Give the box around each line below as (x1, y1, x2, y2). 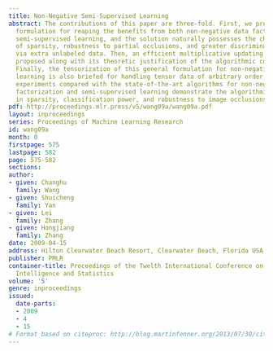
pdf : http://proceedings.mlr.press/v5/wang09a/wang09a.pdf (8, 103, 213, 111)
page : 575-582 (8, 156, 57, 164)
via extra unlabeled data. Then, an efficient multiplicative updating (15, 50, 264, 58)
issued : (8, 292, 35, 301)
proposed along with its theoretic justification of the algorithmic (15, 58, 256, 66)
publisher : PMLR (8, 254, 63, 262)
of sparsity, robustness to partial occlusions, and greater (15, 42, 227, 50)
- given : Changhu (8, 178, 67, 187)
